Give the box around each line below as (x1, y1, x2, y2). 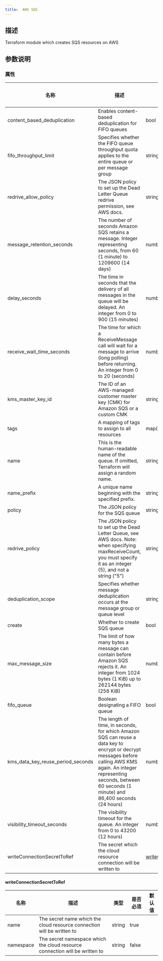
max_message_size (7, 660, 52, 667)
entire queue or (98, 158, 133, 165)
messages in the (98, 292, 136, 299)
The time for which (98, 324, 141, 331)
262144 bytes (98, 682, 131, 689)
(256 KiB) (98, 688, 120, 694)
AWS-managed (98, 387, 134, 394)
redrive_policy (7, 545, 40, 552)
